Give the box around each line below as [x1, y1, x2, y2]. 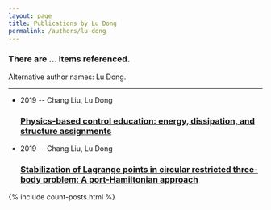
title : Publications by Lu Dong [8, 19, 117, 27]
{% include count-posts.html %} [8, 192, 115, 202]
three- [232, 163, 258, 174]
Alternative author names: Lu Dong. [8, 72, 127, 82]
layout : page [8, 11, 52, 20]
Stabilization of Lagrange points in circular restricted [19, 163, 231, 174]
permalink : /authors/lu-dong [8, 27, 106, 35]
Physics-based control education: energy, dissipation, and [19, 115, 256, 126]
